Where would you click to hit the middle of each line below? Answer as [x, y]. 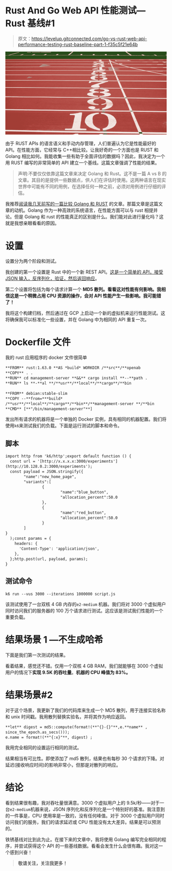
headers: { [26, 544]
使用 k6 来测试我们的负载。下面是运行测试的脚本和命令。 [64, 426]
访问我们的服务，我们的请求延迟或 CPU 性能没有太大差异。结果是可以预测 [83, 822]
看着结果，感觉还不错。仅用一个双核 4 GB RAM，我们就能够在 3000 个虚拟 [84, 666]
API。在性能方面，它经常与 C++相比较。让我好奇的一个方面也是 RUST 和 [82, 150]
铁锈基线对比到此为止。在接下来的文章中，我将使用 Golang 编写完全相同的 [84, 839]
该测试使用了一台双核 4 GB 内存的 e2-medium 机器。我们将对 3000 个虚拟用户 [86, 604]
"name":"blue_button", [84, 492]
